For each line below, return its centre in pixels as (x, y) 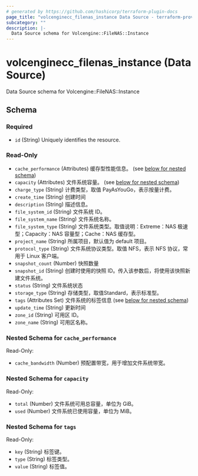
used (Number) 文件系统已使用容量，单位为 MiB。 (75, 411)
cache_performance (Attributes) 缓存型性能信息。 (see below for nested (100, 169)
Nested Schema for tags (41, 426)
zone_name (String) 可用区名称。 (53, 323)
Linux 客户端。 (44, 256)
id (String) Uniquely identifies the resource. (67, 140)
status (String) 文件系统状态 (49, 285)
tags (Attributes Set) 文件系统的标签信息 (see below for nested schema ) (102, 300)
